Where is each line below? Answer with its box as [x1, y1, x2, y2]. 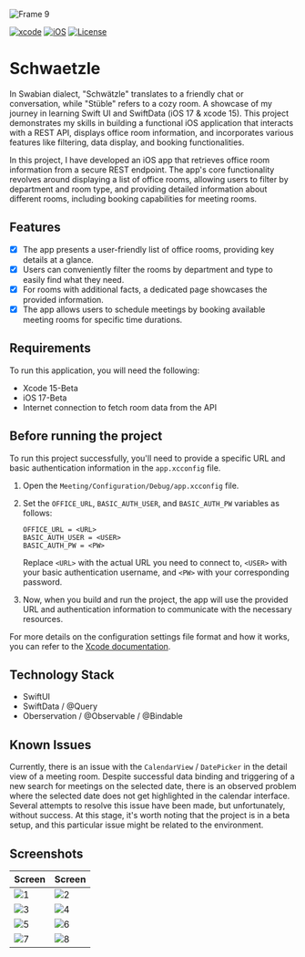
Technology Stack [9, 667, 115, 683]
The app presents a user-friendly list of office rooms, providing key [22, 244, 275, 255]
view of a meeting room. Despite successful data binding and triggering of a [9, 771, 296, 782]
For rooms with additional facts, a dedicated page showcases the [22, 284, 268, 295]
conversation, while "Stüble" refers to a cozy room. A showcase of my [9, 98, 273, 109]
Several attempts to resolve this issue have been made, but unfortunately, [9, 800, 286, 811]
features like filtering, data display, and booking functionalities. [9, 137, 245, 148]
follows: [22, 507, 53, 518]
